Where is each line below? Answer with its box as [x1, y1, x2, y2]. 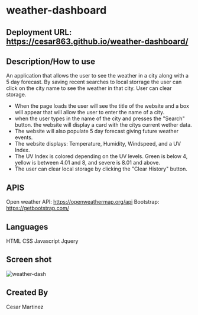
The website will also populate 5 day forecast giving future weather [14, 128, 179, 135]
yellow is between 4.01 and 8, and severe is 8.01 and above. [14, 159, 161, 166]
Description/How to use [6, 56, 96, 66]
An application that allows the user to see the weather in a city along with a [6, 72, 189, 79]
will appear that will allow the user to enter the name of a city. [14, 109, 165, 116]
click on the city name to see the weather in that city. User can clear [6, 85, 172, 92]
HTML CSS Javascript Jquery [6, 237, 79, 245]
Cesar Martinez [6, 303, 44, 310]
